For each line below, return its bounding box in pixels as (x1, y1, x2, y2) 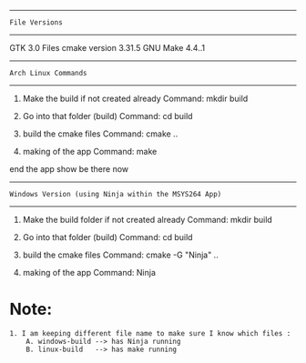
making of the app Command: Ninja (22, 267, 157, 277)
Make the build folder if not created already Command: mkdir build (22, 215, 273, 225)
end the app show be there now (9, 164, 129, 174)
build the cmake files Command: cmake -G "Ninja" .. (22, 249, 219, 260)
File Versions (9, 18, 64, 27)
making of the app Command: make (22, 146, 158, 156)
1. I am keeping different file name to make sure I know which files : (9, 328, 291, 338)
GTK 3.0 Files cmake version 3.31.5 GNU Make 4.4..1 (9, 43, 206, 53)
